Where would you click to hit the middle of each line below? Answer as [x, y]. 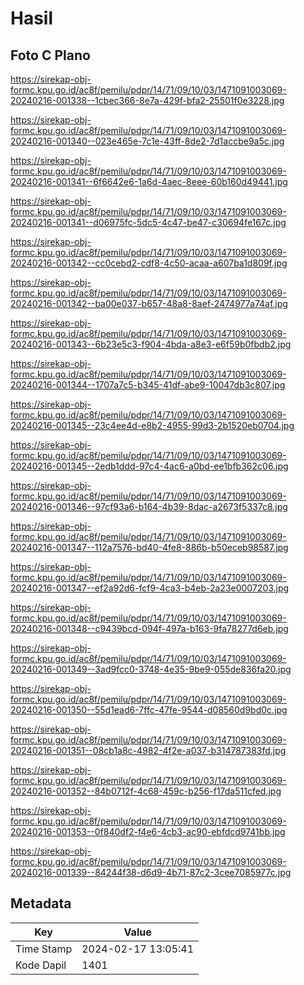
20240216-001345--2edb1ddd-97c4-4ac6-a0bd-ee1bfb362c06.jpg [149, 466]
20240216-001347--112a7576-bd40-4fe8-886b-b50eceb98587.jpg [149, 547]
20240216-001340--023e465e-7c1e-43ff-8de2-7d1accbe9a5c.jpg [147, 141]
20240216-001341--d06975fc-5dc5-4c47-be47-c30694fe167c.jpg [148, 222]
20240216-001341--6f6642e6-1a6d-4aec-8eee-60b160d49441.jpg [149, 181]
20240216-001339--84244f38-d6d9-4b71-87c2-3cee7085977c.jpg [151, 872]
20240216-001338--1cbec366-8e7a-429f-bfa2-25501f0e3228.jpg [147, 100]
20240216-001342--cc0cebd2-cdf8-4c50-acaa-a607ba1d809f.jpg [149, 263]
